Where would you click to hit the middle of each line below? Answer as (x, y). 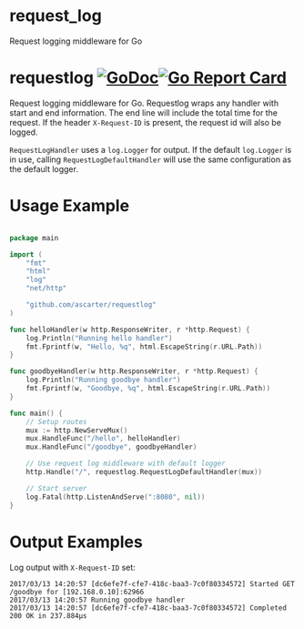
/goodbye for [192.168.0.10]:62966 (77, 592)
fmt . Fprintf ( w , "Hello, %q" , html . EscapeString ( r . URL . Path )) (144, 347)
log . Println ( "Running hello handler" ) (99, 338)
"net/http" (46, 289)
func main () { (36, 413)
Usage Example (70, 206)
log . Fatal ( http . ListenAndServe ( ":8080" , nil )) (116, 497)
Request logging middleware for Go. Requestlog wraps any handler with (144, 103)
